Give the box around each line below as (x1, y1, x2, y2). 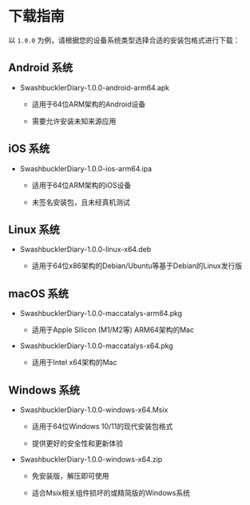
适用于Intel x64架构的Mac (31, 358, 117, 367)
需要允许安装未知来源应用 (31, 116, 117, 126)
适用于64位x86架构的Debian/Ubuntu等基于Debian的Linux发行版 (31, 261, 242, 271)
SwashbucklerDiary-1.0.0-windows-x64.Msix (19, 405, 169, 415)
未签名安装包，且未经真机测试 (31, 197, 130, 206)
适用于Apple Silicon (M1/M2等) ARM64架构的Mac (31, 325, 194, 335)
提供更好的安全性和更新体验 (31, 439, 124, 448)
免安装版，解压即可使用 (31, 471, 109, 480)
